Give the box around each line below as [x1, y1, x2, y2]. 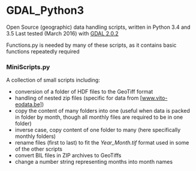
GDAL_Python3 [6, 4, 84, 17]
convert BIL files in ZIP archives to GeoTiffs [14, 152, 122, 159]
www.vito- [141, 94, 168, 102]
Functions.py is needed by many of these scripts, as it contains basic [6, 41, 177, 49]
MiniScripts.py [6, 62, 50, 71]
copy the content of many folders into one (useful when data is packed [14, 107, 191, 115]
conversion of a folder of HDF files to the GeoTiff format [14, 88, 153, 95]
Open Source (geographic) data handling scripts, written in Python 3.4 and [6, 23, 191, 31]
